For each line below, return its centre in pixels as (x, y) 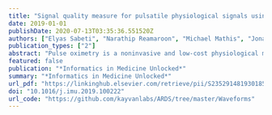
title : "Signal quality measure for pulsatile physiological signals (128, 16)
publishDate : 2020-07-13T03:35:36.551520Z (81, 31)
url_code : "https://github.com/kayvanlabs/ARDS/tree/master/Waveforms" (132, 99)
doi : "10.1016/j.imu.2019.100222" (67, 91)
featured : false (36, 62)
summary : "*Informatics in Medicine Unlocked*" (90, 76)
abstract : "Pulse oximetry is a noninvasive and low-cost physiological (134, 53)
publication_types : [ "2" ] (52, 46)
